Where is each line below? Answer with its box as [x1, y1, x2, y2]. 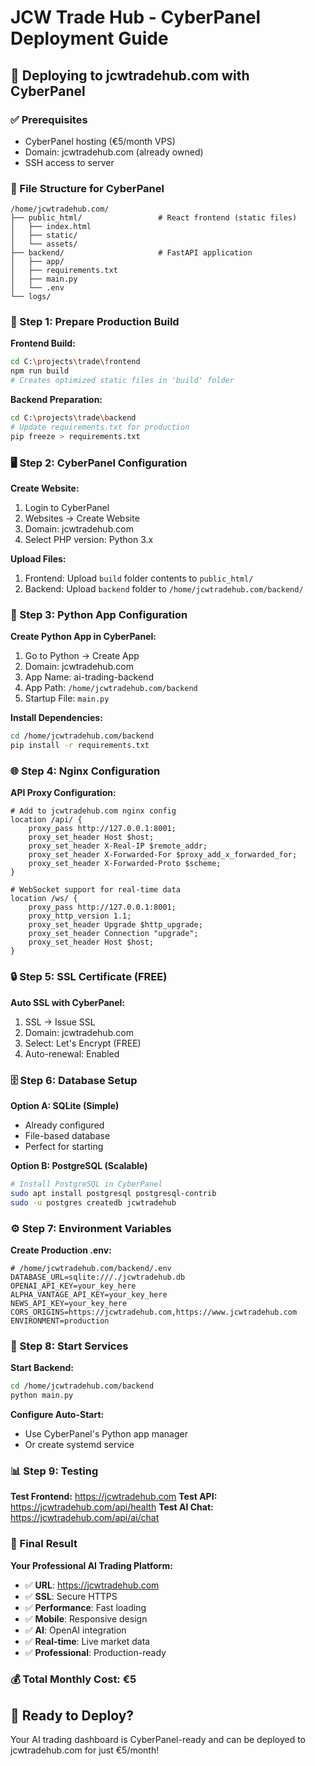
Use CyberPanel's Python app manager [24, 1427, 188, 1440]
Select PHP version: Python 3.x [24, 534, 154, 546]
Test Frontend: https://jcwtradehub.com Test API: [10, 1491, 218, 1503]
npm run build [10, 366, 70, 376]
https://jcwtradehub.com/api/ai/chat [10, 1512, 160, 1524]
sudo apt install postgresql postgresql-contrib [10, 1188, 217, 1198]
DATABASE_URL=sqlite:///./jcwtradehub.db [10, 1272, 186, 1282]
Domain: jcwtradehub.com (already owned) [24, 146, 204, 158]
